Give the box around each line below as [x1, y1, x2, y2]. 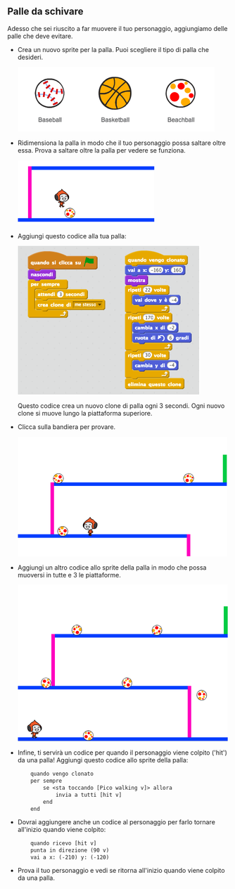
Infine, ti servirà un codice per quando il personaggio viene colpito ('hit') [17, 748, 227, 757]
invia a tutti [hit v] [55, 791, 122, 798]
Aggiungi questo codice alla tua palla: [17, 231, 127, 240]
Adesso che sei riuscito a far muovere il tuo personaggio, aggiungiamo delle [7, 24, 228, 32]
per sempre [30, 777, 63, 784]
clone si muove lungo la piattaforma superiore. [17, 409, 153, 417]
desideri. [17, 53, 44, 61]
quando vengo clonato [30, 770, 94, 777]
